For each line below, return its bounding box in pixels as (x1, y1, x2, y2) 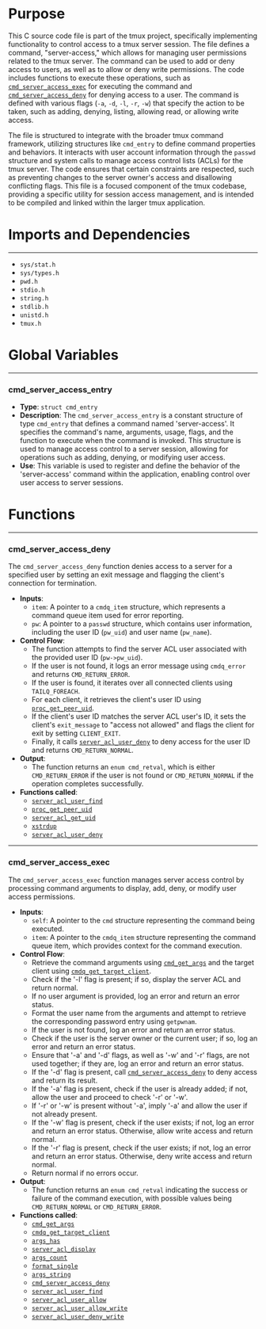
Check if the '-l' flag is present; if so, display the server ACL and (31, 974, 241, 983)
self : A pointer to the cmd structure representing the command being (31, 915, 255, 925)
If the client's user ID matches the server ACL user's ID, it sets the (31, 712, 247, 721)
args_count (31, 1254, 68, 1262)
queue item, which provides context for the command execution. (31, 941, 243, 950)
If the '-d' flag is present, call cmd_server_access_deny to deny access (31, 1067, 257, 1076)
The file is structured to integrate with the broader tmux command (8, 130, 224, 139)
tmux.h (19, 319, 42, 327)
